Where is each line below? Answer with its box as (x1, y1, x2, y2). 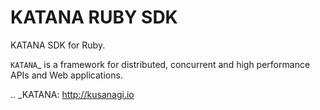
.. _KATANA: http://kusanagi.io (10, 88, 135, 100)
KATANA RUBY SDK (10, 6, 178, 29)
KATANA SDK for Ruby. (10, 39, 106, 51)
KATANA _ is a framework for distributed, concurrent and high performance (10, 58, 311, 70)
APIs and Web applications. (10, 69, 123, 81)
